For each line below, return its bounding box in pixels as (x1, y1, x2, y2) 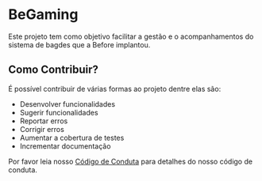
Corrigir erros (19, 124, 65, 134)
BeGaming (8, 6, 79, 24)
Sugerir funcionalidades (19, 107, 98, 117)
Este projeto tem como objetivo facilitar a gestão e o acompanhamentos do (8, 32, 254, 41)
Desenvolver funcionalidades (19, 99, 116, 108)
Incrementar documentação (19, 141, 111, 151)
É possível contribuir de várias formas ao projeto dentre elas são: (8, 84, 222, 93)
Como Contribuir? (8, 63, 99, 77)
